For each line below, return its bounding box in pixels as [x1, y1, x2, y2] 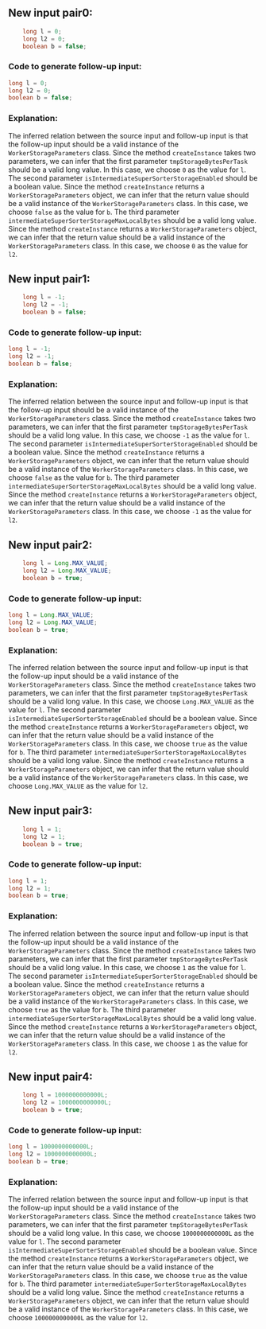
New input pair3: [8, 804, 93, 818]
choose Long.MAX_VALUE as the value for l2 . [8, 781, 148, 790]
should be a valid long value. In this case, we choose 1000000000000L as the [8, 1229, 255, 1238]
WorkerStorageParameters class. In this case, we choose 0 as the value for [8, 240, 249, 250]
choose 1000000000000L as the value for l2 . [8, 1313, 148, 1323]
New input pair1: [8, 272, 91, 286]
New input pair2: [8, 538, 93, 551]
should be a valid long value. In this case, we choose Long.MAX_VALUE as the [8, 696, 255, 706]
